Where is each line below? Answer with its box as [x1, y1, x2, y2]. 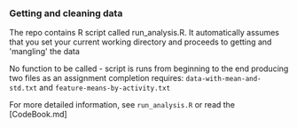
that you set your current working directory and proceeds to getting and [9, 36, 272, 47]
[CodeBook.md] [9, 109, 68, 120]
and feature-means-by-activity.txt [39, 83, 171, 93]
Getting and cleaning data [9, 7, 123, 20]
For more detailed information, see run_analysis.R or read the [9, 100, 236, 110]
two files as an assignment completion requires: [9, 73, 184, 84]
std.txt [9, 84, 38, 93]
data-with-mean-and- [185, 75, 262, 84]
